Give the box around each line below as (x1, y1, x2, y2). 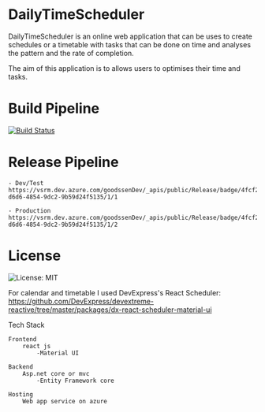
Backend (8, 362, 34, 371)
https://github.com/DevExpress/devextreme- (8, 296, 154, 306)
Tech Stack (8, 320, 45, 329)
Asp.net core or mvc (22, 369, 90, 377)
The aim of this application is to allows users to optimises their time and (8, 63, 241, 72)
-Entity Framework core (36, 377, 114, 384)
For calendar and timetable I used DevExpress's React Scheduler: (8, 288, 222, 297)
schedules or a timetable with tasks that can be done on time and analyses (8, 39, 251, 49)
